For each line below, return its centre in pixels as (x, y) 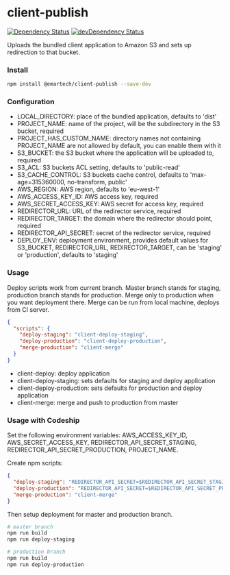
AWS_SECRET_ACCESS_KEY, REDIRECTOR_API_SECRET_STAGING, (102, 443)
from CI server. (28, 309)
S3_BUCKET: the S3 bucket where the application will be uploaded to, (115, 153)
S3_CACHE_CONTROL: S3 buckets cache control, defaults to (103, 175)
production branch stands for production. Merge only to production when (111, 295)
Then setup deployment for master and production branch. (90, 514)
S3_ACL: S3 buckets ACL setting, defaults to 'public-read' (98, 168)
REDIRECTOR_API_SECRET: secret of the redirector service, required (114, 233)
